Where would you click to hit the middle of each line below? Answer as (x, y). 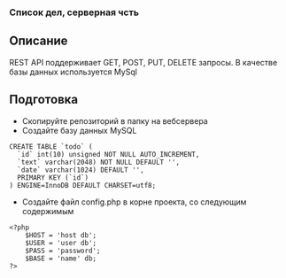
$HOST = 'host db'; (61, 235)
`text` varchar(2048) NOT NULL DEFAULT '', (98, 162)
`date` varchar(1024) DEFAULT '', (81, 170)
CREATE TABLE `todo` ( (51, 147)
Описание (39, 41)
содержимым (48, 211)
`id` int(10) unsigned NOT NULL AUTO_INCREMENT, (108, 154)
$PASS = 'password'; (63, 251)
